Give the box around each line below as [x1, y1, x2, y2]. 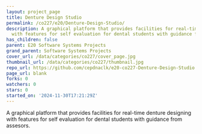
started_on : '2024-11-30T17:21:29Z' [6, 93, 98, 99]
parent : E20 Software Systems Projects [6, 43, 106, 49]
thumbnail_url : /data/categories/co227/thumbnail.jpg [6, 59, 144, 65]
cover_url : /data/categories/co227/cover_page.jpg [6, 53, 136, 59]
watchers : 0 [6, 82, 36, 88]
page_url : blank [6, 70, 47, 76]
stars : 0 [6, 87, 28, 93]
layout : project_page [6, 8, 61, 15]
